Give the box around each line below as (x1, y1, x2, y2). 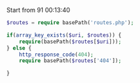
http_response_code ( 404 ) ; (19, 51, 94, 58)
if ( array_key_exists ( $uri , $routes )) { (6, 31, 122, 39)
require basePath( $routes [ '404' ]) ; (19, 57, 122, 64)
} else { (6, 44, 32, 51)
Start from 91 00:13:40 (6, 6, 71, 14)
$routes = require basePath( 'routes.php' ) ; (6, 19, 134, 26)
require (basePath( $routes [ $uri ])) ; (19, 38, 122, 45)
